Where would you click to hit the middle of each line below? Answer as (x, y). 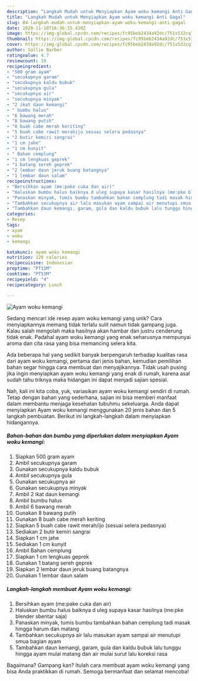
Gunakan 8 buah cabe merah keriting (60, 519)
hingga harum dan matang (47, 629)
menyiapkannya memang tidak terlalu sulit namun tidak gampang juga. (92, 324)
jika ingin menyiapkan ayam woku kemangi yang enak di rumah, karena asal (98, 373)
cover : (15, 45)
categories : (21, 214)
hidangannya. (23, 422)
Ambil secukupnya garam (46, 463)
